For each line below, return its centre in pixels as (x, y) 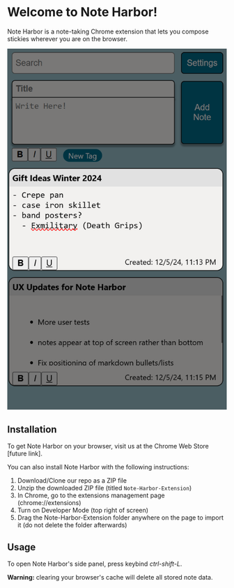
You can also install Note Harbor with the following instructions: (98, 467)
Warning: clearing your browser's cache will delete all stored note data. (110, 577)
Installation (32, 429)
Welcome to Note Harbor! (83, 12)
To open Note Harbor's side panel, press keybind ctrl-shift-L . (95, 564)
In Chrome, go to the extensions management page (91, 495)
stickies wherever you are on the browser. (67, 38)
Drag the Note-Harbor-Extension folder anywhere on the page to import (120, 518)
